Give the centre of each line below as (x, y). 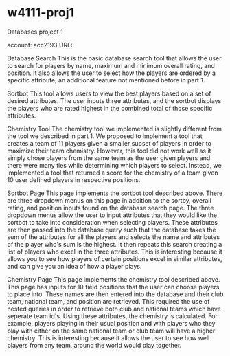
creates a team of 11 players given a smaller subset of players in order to (109, 143)
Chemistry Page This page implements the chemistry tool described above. (114, 279)
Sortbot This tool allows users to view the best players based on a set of (109, 93)
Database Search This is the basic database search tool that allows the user (114, 58)
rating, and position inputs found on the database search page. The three (111, 208)
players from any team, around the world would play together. (94, 345)
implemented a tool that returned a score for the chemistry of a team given (113, 173)
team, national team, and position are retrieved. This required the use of (108, 301)
